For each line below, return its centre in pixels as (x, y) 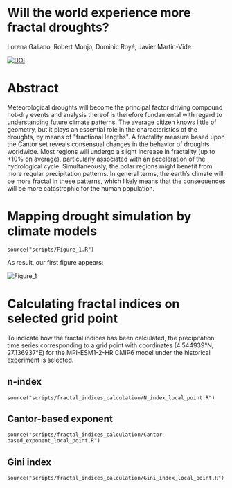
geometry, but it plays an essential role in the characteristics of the (102, 129)
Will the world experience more (99, 13)
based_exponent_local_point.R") (54, 441)
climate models (52, 231)
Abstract (33, 88)
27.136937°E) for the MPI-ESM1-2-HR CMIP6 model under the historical (109, 352)
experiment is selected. (41, 360)
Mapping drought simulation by (99, 217)
